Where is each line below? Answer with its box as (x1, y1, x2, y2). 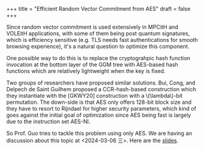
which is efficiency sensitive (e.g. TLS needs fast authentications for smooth (6, 36, 198, 43)
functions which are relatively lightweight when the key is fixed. (6, 67, 166, 75)
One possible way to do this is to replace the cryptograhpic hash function (6, 55, 191, 61)
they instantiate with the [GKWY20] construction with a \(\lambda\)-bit (6, 92, 183, 99)
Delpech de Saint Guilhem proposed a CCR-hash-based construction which (6, 86, 197, 93)
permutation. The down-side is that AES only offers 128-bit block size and (6, 98, 192, 106)
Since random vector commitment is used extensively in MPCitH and (6, 24, 178, 30)
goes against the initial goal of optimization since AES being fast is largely (6, 112, 191, 118)
